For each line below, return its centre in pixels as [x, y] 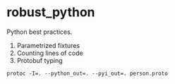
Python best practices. [40, 32]
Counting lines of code [50, 53]
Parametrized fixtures [48, 45]
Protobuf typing [40, 60]
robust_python [51, 12]
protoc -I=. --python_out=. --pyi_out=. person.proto [87, 73]
